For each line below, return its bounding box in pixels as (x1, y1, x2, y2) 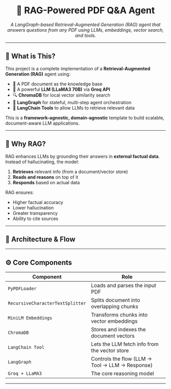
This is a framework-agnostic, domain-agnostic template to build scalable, (5, 114, 164, 120)
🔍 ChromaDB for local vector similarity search (12, 92, 110, 98)
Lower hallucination (12, 204, 54, 211)
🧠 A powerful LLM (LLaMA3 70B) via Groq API (12, 86, 110, 92)
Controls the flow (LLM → (91, 355, 152, 362)
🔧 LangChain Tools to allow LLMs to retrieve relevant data (12, 105, 135, 111)
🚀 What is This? (5, 52, 56, 61)
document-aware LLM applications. (5, 120, 80, 126)
